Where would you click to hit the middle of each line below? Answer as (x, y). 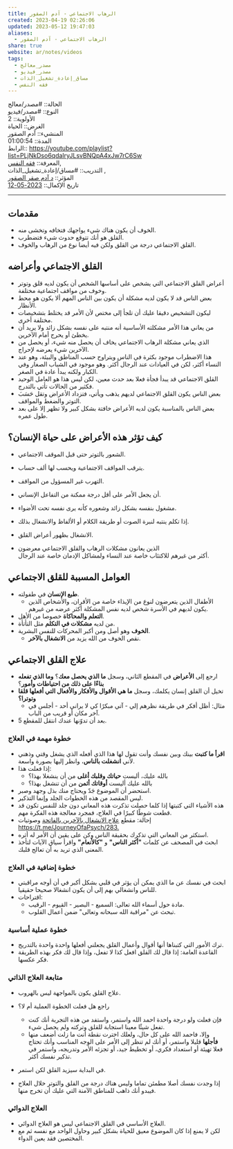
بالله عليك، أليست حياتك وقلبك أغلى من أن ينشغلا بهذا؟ (98, 776)
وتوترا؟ (27, 698)
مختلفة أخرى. (35, 320)
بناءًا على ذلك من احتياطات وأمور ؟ (61, 684)
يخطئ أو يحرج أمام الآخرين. (53, 335)
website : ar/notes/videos (45, 53)
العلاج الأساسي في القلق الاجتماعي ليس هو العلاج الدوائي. (92, 1123)
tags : (16, 59)
